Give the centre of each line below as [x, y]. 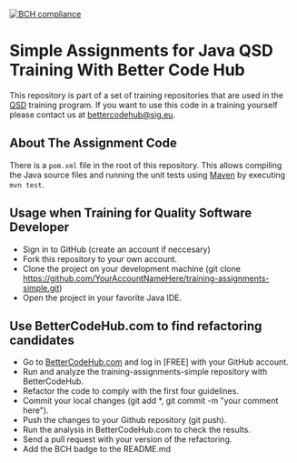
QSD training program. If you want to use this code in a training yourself [144, 105]
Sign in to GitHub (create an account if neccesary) [116, 249]
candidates [42, 340]
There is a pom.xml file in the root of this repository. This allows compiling [146, 165]
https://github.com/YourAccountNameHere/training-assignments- [146, 278]
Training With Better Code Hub [127, 70]
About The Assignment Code [93, 143]
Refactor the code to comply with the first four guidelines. [130, 391]
